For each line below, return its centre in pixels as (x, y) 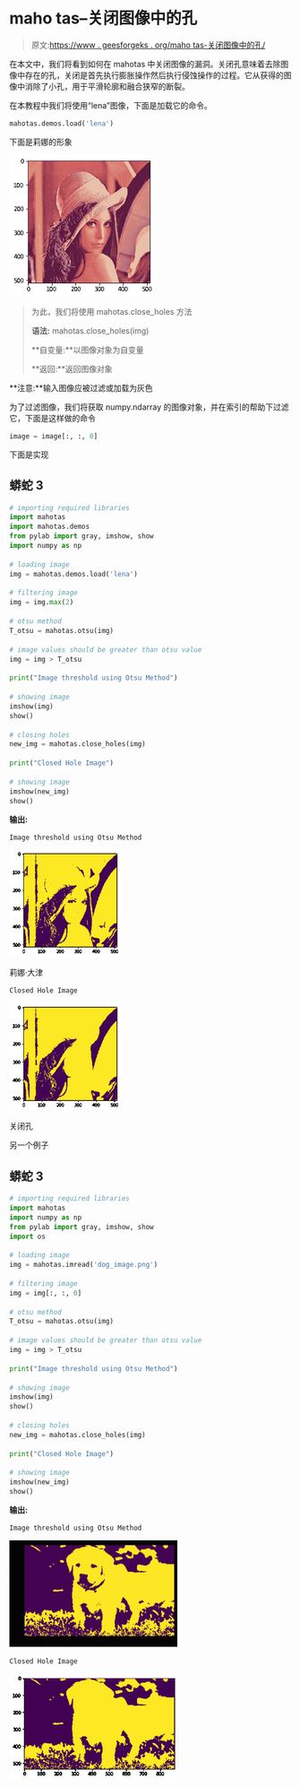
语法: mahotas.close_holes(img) (90, 330)
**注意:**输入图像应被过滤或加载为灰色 (81, 387)
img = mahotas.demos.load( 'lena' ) (74, 574)
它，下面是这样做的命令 (52, 418)
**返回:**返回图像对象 (72, 369)
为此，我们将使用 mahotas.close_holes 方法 (111, 311)
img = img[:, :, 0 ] (46, 1293)
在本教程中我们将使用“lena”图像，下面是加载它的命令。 (111, 105)
